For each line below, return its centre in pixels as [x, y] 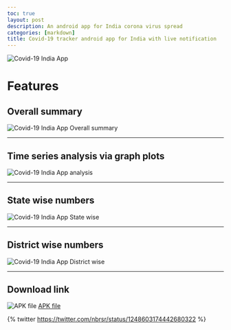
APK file [49, 306]
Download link [38, 289]
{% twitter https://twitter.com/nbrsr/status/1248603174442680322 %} [107, 319]
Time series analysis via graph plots [86, 156]
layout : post [26, 20]
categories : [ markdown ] [41, 33]
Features [33, 86]
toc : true [21, 13]
